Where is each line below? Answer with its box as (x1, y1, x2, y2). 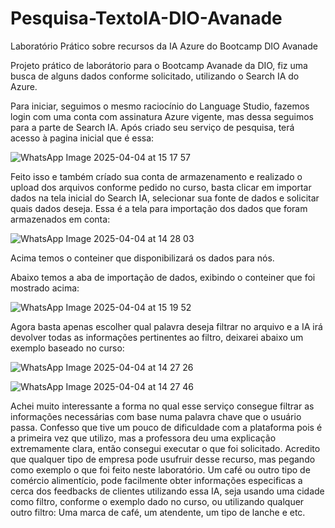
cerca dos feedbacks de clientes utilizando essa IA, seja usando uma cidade (10, 485, 325, 497)
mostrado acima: (10, 282, 80, 294)
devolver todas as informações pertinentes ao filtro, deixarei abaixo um (10, 331, 304, 343)
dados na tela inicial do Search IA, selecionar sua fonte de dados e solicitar (10, 192, 320, 204)
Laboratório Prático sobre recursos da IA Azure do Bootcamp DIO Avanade (10, 40, 318, 52)
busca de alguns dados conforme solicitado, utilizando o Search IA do (10, 70, 300, 82)
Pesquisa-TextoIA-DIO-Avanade (10, 7, 283, 30)
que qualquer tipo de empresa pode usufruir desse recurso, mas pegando (10, 453, 316, 465)
